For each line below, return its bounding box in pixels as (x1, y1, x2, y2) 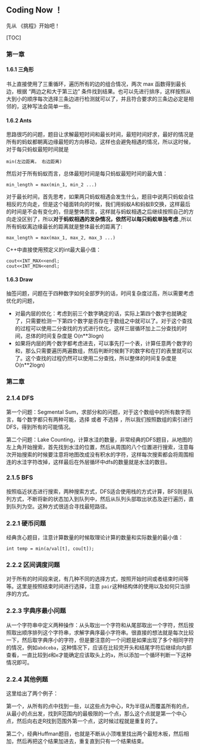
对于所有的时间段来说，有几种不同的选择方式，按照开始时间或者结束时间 (6, 575, 183, 583)
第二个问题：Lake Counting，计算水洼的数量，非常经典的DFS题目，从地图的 (6, 436, 193, 443)
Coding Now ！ (6, 5, 63, 16)
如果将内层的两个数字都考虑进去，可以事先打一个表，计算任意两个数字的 (14, 340, 192, 347)
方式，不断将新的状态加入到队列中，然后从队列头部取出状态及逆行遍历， (11, 495, 189, 502)
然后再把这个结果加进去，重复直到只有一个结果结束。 (16, 737, 147, 745)
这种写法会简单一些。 (21, 103, 74, 110)
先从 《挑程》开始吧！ (6, 22, 60, 29)
